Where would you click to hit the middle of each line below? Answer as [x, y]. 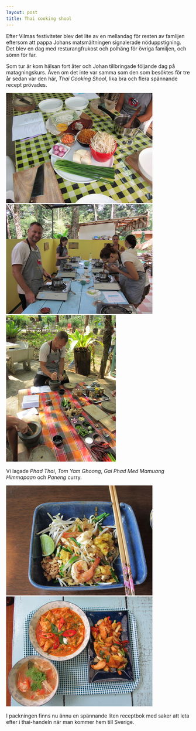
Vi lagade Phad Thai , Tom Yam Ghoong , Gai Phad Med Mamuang [85, 471]
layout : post [22, 12]
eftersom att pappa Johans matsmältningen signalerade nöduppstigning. [94, 42]
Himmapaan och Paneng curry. [44, 477]
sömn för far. [21, 55]
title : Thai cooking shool [39, 18]
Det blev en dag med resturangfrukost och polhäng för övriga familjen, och [96, 48]
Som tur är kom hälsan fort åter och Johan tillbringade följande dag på [91, 66]
